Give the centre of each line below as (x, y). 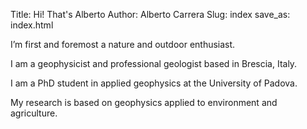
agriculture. (34, 113)
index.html (32, 25)
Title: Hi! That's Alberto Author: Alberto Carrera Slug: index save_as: (150, 14)
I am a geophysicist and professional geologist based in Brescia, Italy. (154, 63)
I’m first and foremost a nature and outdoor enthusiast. (123, 44)
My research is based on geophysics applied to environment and (144, 102)
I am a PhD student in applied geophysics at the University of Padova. (154, 83)
